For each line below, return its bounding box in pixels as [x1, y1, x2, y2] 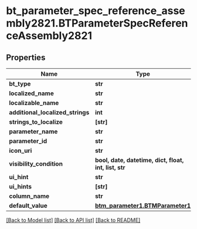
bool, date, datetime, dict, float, [94, 156, 184, 164]
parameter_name [9, 127, 58, 136]
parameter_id [9, 137, 47, 145]
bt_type [9, 80, 31, 87]
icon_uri [9, 147, 32, 154]
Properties [6, 52, 46, 62]
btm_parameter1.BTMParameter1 [94, 201, 191, 210]
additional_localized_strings [9, 109, 90, 116]
